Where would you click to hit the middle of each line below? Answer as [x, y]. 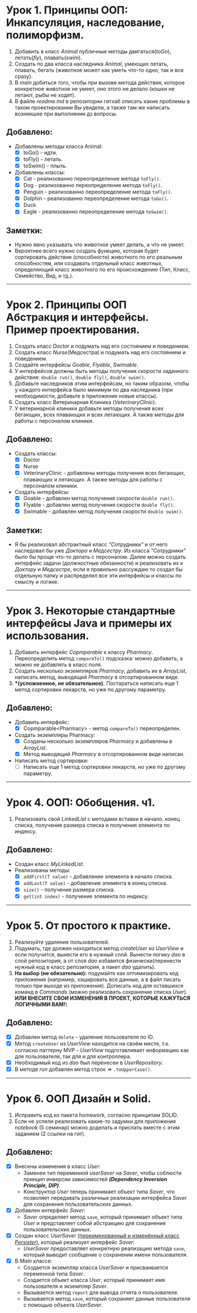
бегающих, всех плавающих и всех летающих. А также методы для [99, 415]
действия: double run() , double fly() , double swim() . [80, 377]
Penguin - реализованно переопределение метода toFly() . [98, 192]
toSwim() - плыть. [45, 165]
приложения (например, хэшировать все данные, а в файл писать [98, 979]
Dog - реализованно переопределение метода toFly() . [93, 185]
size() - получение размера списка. [69, 890]
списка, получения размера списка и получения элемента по [92, 825]
